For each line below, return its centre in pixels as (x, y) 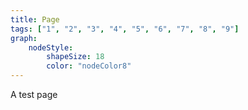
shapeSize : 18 (75, 57)
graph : (24, 38)
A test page (34, 94)
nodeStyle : (51, 47)
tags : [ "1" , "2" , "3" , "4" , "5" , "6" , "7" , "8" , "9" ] (125, 29)
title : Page (35, 19)
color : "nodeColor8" (89, 66)
